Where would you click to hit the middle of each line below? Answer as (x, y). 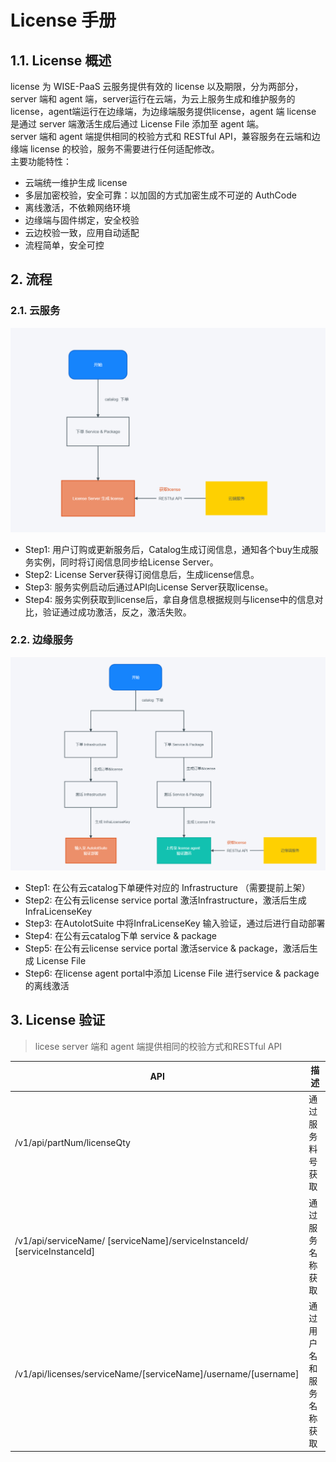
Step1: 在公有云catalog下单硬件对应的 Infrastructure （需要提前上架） (167, 887)
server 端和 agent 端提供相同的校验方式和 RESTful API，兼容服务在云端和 (161, 136)
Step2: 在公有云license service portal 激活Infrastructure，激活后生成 (165, 900)
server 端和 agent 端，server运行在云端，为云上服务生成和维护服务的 (153, 99)
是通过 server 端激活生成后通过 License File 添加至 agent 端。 (137, 124)
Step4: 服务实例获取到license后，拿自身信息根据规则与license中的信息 (169, 599)
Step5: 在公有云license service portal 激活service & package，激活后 (167, 948)
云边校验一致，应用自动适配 (82, 232)
